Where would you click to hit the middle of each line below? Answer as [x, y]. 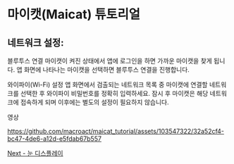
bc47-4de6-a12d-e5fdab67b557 [55, 139]
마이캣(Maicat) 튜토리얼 [74, 14]
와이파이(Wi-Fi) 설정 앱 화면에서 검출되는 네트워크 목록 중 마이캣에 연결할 [107, 84]
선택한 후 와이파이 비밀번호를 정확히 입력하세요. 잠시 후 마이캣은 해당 [114, 93]
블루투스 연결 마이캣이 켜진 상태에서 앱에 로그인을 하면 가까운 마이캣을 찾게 [110, 61]
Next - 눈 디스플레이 [35, 153]
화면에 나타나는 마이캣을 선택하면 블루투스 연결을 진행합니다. [107, 70]
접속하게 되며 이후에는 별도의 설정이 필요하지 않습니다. [94, 102]
